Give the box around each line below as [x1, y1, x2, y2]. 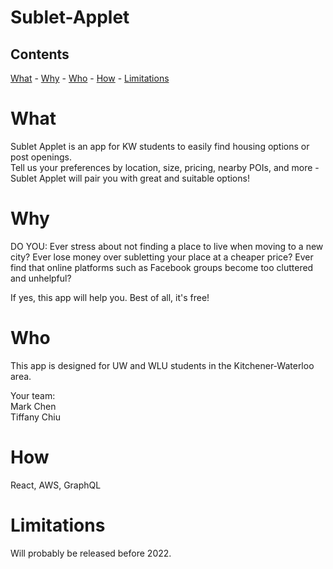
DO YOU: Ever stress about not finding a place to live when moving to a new [10, 240, 324, 252]
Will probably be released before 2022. [10, 547, 172, 559]
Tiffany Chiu [10, 411, 61, 423]
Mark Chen [10, 400, 57, 412]
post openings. [10, 151, 72, 163]
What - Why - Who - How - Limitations [10, 72, 170, 84]
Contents [10, 46, 70, 63]
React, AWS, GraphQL [10, 479, 102, 491]
